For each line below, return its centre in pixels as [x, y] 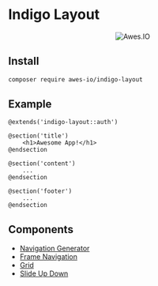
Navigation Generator [55, 248]
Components [41, 230]
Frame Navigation [48, 257]
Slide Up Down [44, 273]
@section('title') [38, 136]
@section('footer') [40, 191]
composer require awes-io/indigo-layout [76, 79]
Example [30, 104]
